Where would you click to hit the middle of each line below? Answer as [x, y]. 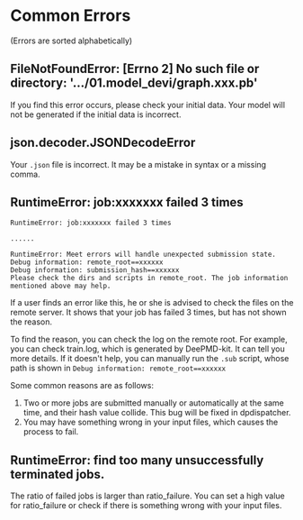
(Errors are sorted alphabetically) [71, 41]
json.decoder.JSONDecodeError [103, 143]
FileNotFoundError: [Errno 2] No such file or [135, 69]
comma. [25, 174]
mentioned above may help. [61, 286]
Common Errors [71, 16]
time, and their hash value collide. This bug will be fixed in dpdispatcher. [157, 413]
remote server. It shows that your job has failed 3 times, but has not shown [148, 313]
